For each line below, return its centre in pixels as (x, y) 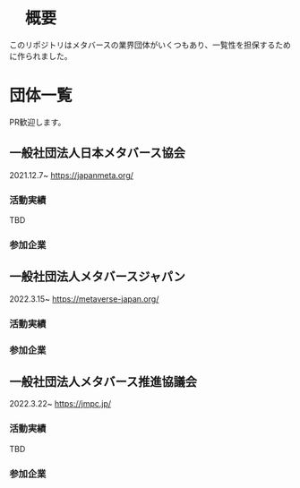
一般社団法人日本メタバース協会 (97, 153)
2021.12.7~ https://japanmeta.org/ (72, 175)
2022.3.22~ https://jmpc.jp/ (60, 404)
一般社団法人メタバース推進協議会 (103, 381)
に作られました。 (41, 56)
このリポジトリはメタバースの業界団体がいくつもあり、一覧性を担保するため (150, 45)
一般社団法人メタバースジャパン (97, 277)
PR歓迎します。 (38, 122)
